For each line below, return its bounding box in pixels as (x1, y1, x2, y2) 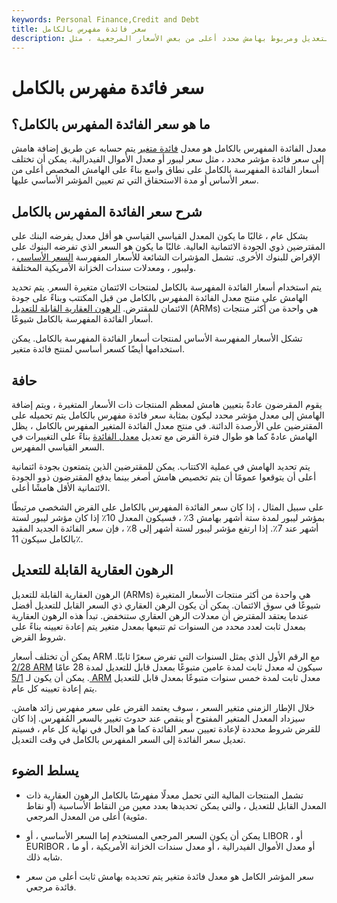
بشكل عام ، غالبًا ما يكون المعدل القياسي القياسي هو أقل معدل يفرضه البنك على (11, 230, 309, 242)
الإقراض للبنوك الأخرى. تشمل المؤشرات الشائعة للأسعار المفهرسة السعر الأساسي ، (11, 251, 321, 263)
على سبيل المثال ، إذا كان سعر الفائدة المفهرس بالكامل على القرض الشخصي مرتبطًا (11, 501, 324, 513)
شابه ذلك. (25, 851, 63, 863)
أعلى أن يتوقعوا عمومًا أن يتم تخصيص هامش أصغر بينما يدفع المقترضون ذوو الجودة (11, 471, 317, 483)
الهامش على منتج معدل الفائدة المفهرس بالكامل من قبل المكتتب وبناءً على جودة (11, 292, 308, 304)
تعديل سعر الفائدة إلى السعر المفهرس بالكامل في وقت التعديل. (11, 733, 246, 745)
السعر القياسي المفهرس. (11, 441, 105, 453)
